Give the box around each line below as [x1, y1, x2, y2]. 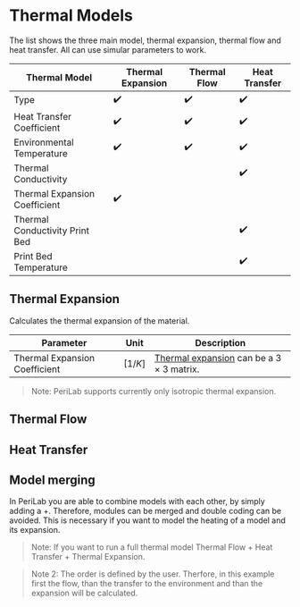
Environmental [13, 136, 74, 148]
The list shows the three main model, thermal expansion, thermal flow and [9, 35, 281, 46]
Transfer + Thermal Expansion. [30, 552, 146, 562]
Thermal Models [9, 5, 134, 26]
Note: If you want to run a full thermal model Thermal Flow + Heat [30, 542, 273, 552]
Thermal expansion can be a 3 [154, 351, 282, 364]
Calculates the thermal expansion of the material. [9, 315, 190, 326]
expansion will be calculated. [30, 587, 138, 599]
